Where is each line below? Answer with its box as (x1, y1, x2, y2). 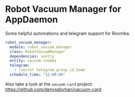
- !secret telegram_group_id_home (14, 68, 85, 73)
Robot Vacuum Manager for (5, 3, 122, 15)
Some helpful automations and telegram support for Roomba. (5, 30, 131, 36)
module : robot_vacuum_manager (9, 45, 72, 49)
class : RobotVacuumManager (9, 49, 66, 54)
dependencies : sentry (9, 53, 55, 59)
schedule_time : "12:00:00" (9, 72, 66, 77)
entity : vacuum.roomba (9, 58, 57, 63)
